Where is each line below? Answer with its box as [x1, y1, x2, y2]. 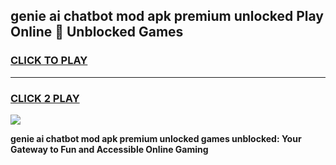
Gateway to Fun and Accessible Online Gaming [10, 143, 209, 155]
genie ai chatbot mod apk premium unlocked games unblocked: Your [10, 132, 302, 144]
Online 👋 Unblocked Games [10, 24, 184, 41]
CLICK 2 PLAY [10, 91, 80, 105]
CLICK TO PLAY [10, 54, 88, 68]
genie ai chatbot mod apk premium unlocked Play [10, 8, 324, 25]
